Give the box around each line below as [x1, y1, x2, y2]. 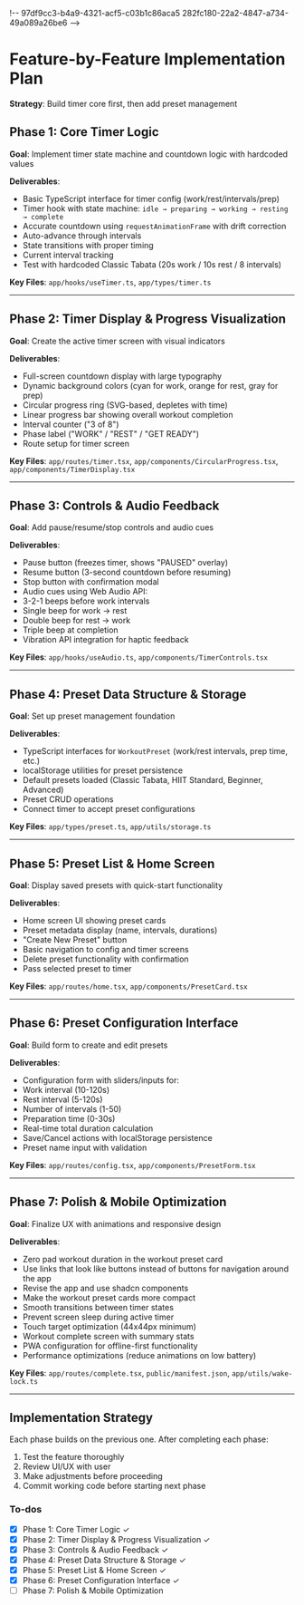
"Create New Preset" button [22, 934, 128, 945]
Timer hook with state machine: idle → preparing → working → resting [22, 203, 289, 214]
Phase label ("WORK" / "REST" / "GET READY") [22, 428, 200, 439]
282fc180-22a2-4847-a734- [182, 8, 290, 18]
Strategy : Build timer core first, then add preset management [9, 98, 238, 109]
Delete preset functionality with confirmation [22, 953, 189, 964]
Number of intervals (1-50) [22, 1103, 122, 1114]
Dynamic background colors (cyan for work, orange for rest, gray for [22, 380, 279, 391]
